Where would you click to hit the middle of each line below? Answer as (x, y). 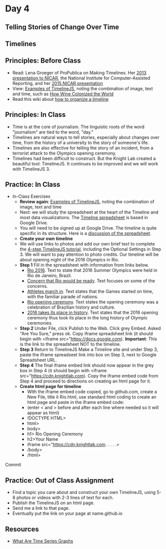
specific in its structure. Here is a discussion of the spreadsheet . (85, 234)
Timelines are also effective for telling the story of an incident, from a (83, 148)
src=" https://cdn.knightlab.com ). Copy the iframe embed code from (89, 376)
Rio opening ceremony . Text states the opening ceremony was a (93, 302)
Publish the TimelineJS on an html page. (54, 503)
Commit (13, 465)
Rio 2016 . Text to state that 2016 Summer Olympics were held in (92, 270)
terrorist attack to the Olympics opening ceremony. (64, 153)
